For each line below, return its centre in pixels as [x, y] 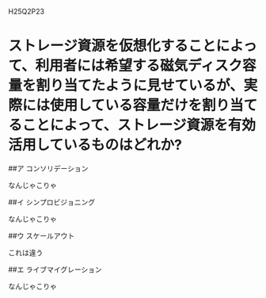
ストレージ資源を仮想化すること [112, 46]
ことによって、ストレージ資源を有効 [139, 125]
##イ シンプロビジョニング [52, 202]
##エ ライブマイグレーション [55, 269]
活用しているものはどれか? [95, 145]
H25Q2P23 [27, 11]
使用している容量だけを [126, 105]
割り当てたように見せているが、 [140, 86]
